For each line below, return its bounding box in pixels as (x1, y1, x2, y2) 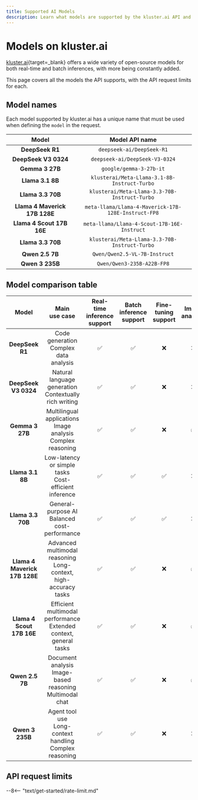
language (49, 376, 75, 384)
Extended (49, 622, 76, 630)
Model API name (109, 136, 157, 144)
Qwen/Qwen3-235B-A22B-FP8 (97, 260, 170, 267)
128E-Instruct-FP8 (107, 210, 159, 217)
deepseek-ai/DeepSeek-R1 (98, 147, 168, 153)
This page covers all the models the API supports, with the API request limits (6, 77, 192, 84)
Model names (6, 99, 57, 109)
